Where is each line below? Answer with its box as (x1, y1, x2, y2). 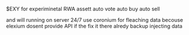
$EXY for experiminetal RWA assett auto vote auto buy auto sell (6, 6, 160, 12)
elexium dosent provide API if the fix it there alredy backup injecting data (6, 23, 183, 29)
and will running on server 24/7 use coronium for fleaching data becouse (6, 17, 184, 23)
